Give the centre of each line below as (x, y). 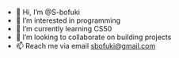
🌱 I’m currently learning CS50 (64, 29)
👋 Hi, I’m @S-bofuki (48, 12)
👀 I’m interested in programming (68, 20)
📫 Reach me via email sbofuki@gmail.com (86, 46)
